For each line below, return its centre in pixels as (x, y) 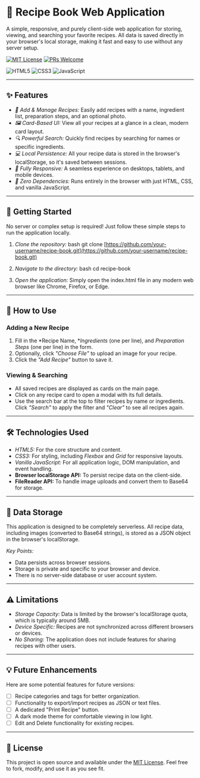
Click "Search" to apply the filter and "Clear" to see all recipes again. (99, 407)
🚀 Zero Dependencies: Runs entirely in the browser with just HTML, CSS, (104, 181)
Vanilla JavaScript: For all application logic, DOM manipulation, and (97, 462)
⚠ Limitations (32, 600)
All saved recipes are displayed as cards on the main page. (87, 388)
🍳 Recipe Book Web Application (85, 12)
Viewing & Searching (37, 375)
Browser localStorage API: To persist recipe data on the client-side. (98, 475)
